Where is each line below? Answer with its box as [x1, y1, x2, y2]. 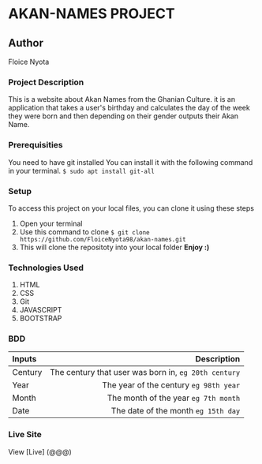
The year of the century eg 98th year [102, 380, 241, 391]
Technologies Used [8, 262, 84, 273]
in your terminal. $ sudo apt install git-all [8, 166, 155, 175]
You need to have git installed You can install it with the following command [8, 157, 253, 167]
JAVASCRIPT [19, 305, 62, 315]
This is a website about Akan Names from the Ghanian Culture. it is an [8, 95, 235, 104]
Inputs [12, 354, 37, 365]
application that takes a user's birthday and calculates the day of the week [8, 103, 250, 113]
